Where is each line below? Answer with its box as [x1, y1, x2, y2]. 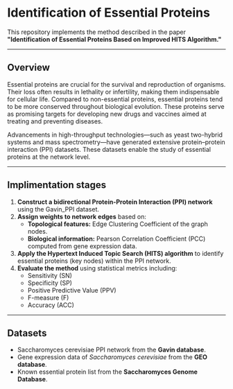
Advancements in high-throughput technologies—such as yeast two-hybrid [7, 130, 223, 139]
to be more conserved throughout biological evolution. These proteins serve [7, 102, 225, 110]
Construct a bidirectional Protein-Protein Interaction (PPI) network [17, 198, 213, 206]
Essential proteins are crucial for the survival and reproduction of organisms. [7, 80, 226, 88]
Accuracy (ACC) [27, 300, 75, 309]
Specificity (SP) [27, 279, 73, 287]
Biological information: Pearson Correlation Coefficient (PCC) [27, 234, 206, 243]
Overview [7, 62, 51, 74]
